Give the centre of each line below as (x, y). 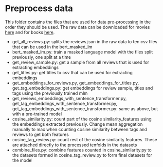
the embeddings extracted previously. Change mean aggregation (77, 124)
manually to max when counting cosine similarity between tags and (80, 129)
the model (22, 160)
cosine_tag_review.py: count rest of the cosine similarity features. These (84, 139)
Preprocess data (39, 8)
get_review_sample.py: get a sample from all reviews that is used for (81, 62)
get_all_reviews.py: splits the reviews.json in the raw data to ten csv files (85, 41)
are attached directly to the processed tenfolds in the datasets (74, 145)
